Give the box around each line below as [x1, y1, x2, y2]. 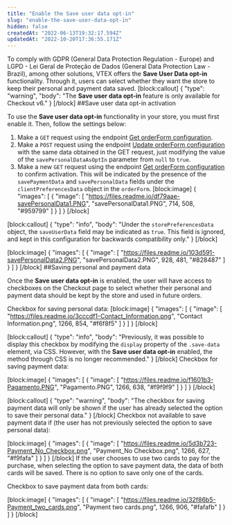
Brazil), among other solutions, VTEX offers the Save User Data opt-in [7, 70, 208, 78]
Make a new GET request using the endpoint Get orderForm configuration [17, 163, 225, 171]
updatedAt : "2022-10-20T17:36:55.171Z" [7, 36, 123, 43]
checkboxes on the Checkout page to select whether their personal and [7, 284, 212, 292]
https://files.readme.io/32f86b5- [123, 496, 216, 504]
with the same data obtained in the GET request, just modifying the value [17, 148, 226, 157]
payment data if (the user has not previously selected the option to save [7, 418, 213, 427]
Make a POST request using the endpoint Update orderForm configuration [17, 141, 225, 149]
